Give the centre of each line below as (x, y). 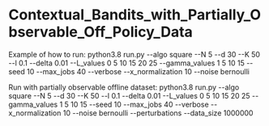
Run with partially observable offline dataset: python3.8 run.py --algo (124, 87)
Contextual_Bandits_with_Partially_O (135, 15)
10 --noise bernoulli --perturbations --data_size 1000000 (158, 113)
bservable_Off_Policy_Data (100, 32)
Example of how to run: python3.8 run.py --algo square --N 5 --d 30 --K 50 (134, 54)
